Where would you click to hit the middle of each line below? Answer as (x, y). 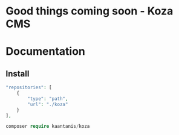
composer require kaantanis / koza (48, 127)
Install (18, 74)
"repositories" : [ (29, 88)
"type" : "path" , (48, 99)
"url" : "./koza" (48, 104)
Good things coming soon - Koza (89, 11)
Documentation (46, 52)
